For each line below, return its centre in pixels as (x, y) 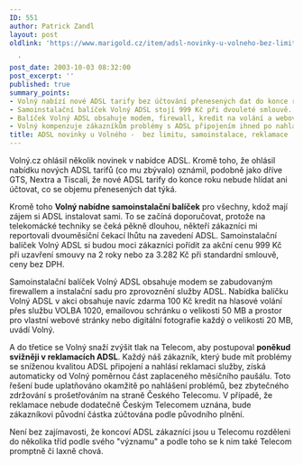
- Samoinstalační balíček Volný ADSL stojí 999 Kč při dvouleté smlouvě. (151, 109)
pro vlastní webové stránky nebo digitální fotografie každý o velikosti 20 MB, (151, 320)
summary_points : (40, 93)
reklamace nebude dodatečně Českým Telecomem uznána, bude (130, 405)
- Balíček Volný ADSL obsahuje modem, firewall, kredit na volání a (141, 118)
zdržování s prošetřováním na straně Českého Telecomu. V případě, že (141, 395)
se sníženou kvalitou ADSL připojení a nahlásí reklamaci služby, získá (138, 366)
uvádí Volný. (32, 330)
